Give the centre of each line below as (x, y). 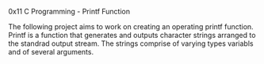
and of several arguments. (51, 52)
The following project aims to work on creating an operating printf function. (131, 26)
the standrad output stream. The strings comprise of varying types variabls (131, 43)
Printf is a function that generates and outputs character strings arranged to (132, 35)
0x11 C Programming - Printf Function (69, 11)
